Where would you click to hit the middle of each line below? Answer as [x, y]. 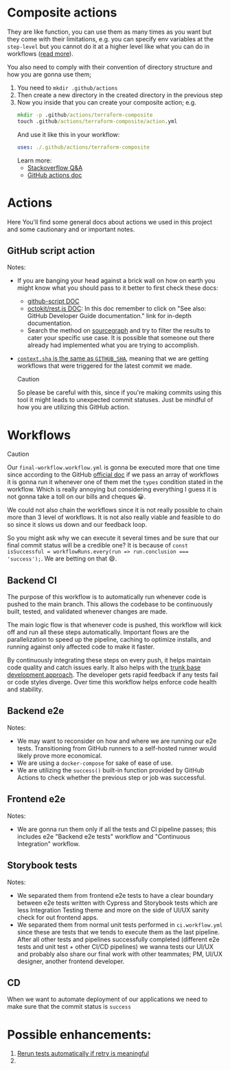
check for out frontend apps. [58, 917]
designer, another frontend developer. [71, 961]
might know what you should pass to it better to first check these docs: [117, 288]
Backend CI [32, 580]
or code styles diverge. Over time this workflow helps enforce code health [112, 682]
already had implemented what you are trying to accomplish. [113, 345]
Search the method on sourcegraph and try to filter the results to [119, 331]
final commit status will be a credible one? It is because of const [98, 545]
